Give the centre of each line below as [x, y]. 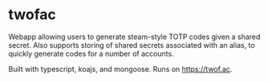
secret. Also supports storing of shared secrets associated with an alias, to [132, 45]
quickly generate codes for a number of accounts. [91, 53]
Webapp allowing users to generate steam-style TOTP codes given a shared [134, 37]
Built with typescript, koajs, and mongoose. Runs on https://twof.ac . [120, 68]
